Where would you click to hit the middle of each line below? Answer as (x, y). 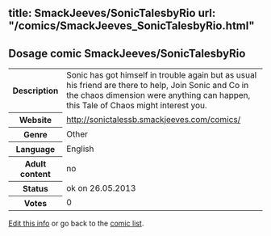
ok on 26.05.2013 (101, 188)
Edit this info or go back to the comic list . (76, 223)
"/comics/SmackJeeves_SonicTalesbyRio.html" (132, 26)
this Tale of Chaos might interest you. (136, 106)
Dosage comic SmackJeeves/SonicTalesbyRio (127, 53)
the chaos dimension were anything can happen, (158, 95)
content (35, 174)
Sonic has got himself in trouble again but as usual (161, 75)
